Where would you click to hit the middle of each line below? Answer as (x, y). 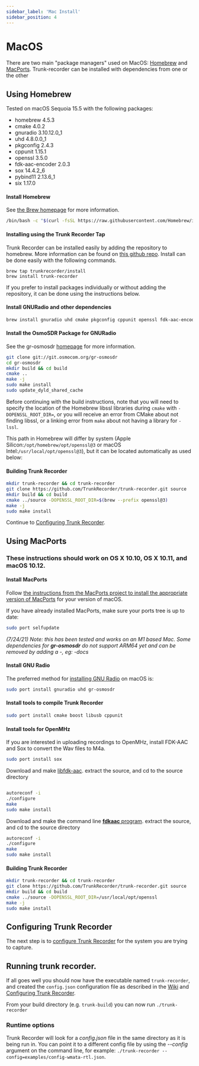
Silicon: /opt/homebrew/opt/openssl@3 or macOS (64, 445)
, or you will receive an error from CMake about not (116, 414)
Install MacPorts (27, 580)
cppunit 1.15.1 (31, 151)
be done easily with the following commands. (61, 260)
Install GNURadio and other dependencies (59, 307)
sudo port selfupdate (33, 628)
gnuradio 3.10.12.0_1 (38, 133)
